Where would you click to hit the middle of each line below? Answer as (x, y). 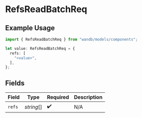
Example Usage (30, 28)
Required (58, 97)
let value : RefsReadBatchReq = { (40, 48)
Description (88, 97)
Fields (15, 83)
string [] (33, 107)
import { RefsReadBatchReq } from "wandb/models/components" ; (72, 39)
